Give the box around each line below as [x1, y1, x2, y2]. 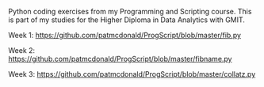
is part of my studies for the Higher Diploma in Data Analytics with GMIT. [8, 15, 246, 25]
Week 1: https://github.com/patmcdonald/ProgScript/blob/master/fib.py [8, 31, 242, 40]
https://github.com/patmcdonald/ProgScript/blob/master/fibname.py [8, 55, 232, 63]
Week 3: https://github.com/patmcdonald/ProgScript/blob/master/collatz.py [8, 70, 256, 78]
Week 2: [8, 46, 36, 55]
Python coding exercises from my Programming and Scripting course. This [8, 7, 252, 16]
